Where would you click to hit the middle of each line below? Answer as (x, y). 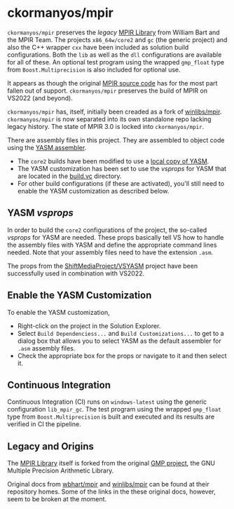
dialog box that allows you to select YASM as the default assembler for (119, 341)
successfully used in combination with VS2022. (76, 273)
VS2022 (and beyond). (40, 98)
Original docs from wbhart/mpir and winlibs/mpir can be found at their (108, 484)
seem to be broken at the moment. (57, 499)
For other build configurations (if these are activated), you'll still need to (121, 183)
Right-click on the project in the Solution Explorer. (89, 326)
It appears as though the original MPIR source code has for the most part (112, 83)
